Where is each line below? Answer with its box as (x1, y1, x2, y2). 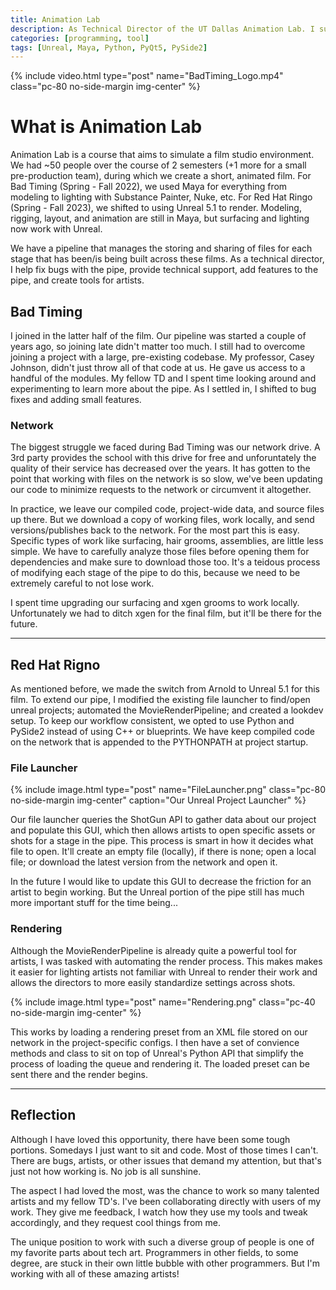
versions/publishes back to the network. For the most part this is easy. (10, 524, 300, 536)
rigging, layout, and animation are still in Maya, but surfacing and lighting (10, 212, 310, 225)
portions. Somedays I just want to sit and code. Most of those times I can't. (10, 1144, 319, 1156)
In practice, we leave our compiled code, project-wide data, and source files (10, 503, 325, 515)
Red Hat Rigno (10, 656, 101, 673)
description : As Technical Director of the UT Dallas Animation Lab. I (10, 24, 315, 34)
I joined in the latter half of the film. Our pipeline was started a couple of (10, 330, 307, 341)
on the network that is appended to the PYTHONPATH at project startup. (10, 736, 309, 748)
